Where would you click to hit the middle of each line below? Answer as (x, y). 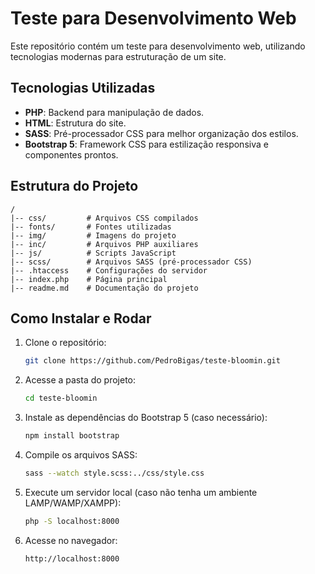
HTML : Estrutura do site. (75, 123)
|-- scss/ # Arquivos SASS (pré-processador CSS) (131, 262)
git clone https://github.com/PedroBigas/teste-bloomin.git (152, 361)
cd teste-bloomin (61, 398)
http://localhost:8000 (72, 558)
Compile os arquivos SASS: (81, 455)
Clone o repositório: (65, 343)
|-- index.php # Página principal (89, 279)
